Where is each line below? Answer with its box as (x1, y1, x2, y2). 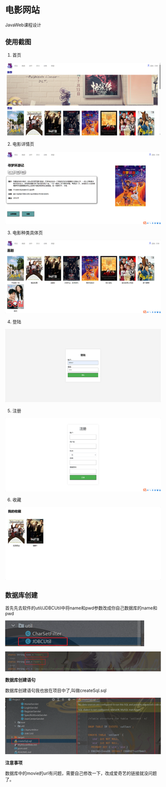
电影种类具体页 (12, 230, 43, 236)
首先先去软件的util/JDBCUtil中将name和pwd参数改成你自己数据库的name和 (5, 605, 158, 611)
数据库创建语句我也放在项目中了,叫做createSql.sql (5, 688, 107, 694)
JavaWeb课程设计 (5, 22, 41, 28)
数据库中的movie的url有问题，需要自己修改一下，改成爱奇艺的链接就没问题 (5, 770, 157, 776)
